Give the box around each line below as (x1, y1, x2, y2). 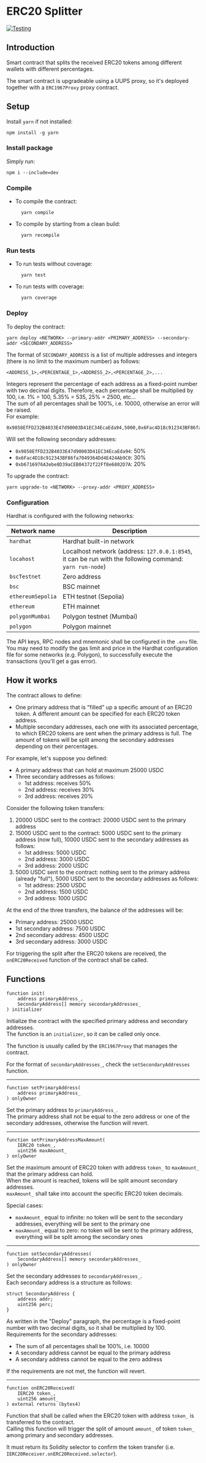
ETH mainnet (62, 603, 100, 611)
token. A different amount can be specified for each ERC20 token (15, 710, 181, 717)
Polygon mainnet (62, 622, 112, 631)
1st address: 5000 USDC (24, 849, 87, 856)
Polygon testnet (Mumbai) (62, 612, 138, 621)
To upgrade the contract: (6, 472, 69, 479)
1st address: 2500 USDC (24, 881, 87, 889)
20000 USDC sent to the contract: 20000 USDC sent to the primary (15, 816, 186, 824)
